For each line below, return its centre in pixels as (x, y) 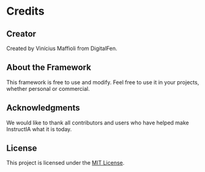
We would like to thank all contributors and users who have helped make (98, 123)
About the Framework (49, 67)
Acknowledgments (43, 108)
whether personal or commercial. (48, 88)
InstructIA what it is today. (39, 129)
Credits (25, 11)
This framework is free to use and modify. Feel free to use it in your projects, (103, 82)
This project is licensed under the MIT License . (65, 163)
